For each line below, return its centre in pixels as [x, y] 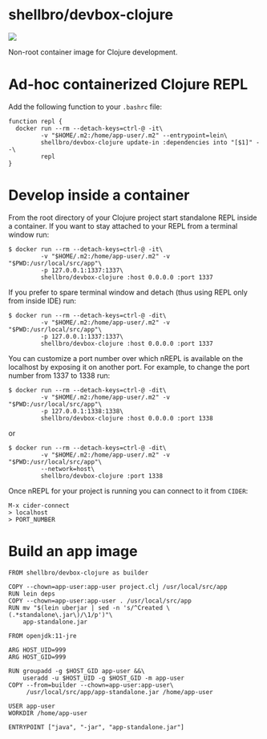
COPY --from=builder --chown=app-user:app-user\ [91, 685]
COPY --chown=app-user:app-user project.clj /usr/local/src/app [118, 587]
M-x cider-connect [39, 506]
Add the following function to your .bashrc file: [85, 107]
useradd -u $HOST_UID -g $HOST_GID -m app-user [103, 678]
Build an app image [73, 551]
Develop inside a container [99, 195]
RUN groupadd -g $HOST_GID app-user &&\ [77, 671]
